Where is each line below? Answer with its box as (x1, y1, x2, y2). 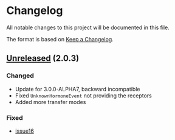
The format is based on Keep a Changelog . (6, 35, 114, 43)
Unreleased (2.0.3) (6, 53, 80, 64)
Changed (6, 71, 35, 80)
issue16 (15, 127, 35, 135)
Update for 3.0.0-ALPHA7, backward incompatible (15, 85, 140, 93)
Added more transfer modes (15, 98, 86, 105)
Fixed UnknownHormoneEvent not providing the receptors (15, 92, 152, 99)
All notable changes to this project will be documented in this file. (6, 24, 170, 31)
